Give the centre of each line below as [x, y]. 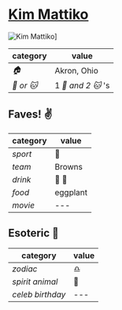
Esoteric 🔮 [33, 233]
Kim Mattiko [48, 15]
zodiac [25, 268]
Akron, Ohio [76, 71]
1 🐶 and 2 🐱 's [82, 85]
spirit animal [35, 282]
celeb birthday [39, 294]
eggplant [71, 192]
